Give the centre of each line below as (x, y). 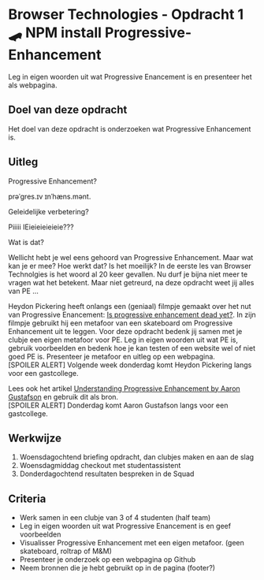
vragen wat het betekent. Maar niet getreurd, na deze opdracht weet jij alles (131, 282)
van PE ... (24, 291)
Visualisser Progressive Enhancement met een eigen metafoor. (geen (132, 543)
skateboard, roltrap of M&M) (66, 551)
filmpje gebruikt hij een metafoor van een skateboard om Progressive (121, 323)
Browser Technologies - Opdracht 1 (126, 15)
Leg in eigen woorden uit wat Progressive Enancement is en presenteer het (130, 76)
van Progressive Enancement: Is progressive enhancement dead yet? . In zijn (132, 314)
